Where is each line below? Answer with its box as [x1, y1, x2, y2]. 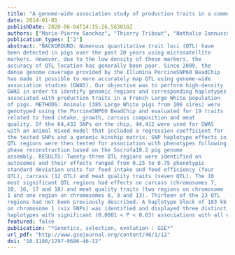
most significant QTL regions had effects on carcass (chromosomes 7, [7, 179, 218, 186]
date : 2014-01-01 [7, 17, 58, 24]
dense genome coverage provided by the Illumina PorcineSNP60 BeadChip [7, 68, 220, 75]
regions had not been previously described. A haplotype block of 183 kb [7, 198, 227, 206]
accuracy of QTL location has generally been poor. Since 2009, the [7, 62, 211, 69]
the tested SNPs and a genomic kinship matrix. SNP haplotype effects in [7, 133, 227, 140]
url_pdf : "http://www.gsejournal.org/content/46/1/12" [7, 231, 171, 238]
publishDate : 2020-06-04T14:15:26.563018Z [7, 23, 133, 30]
